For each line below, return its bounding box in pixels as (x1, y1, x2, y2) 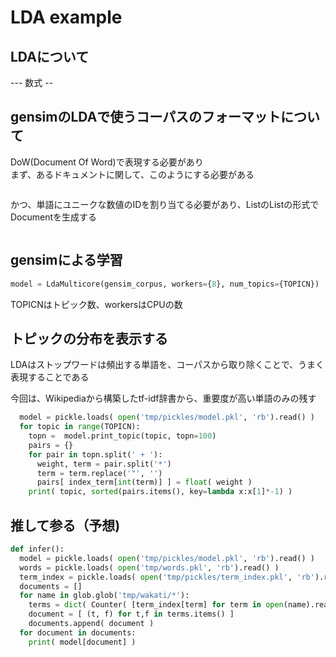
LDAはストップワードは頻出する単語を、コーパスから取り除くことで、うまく (10, 359, 325, 371)
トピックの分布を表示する (10, 330, 168, 347)
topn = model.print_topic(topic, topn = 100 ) (28, 431, 217, 441)
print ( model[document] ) (28, 637, 137, 647)
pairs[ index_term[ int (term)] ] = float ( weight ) (36, 477, 253, 488)
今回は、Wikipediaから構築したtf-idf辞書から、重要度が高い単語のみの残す (10, 392, 317, 405)
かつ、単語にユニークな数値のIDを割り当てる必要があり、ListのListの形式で (10, 198, 320, 210)
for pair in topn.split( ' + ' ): (28, 449, 163, 460)
